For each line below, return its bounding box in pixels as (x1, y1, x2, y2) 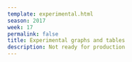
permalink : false (7, 30, 59, 38)
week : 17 (7, 24, 33, 31)
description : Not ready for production (7, 43, 126, 51)
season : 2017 (7, 17, 46, 24)
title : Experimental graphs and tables (7, 37, 126, 44)
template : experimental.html (7, 10, 94, 18)
